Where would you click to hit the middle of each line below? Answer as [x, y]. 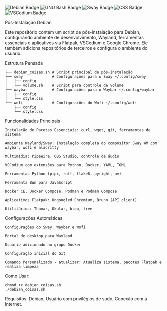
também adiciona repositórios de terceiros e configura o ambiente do [76, 48]
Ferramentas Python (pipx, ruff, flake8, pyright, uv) [63, 174]
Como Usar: [17, 276]
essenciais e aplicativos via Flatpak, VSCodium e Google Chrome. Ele [77, 43]
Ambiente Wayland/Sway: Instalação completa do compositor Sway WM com [81, 143]
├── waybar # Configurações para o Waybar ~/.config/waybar [80, 90]
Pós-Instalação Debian [28, 23]
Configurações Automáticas [34, 218]
